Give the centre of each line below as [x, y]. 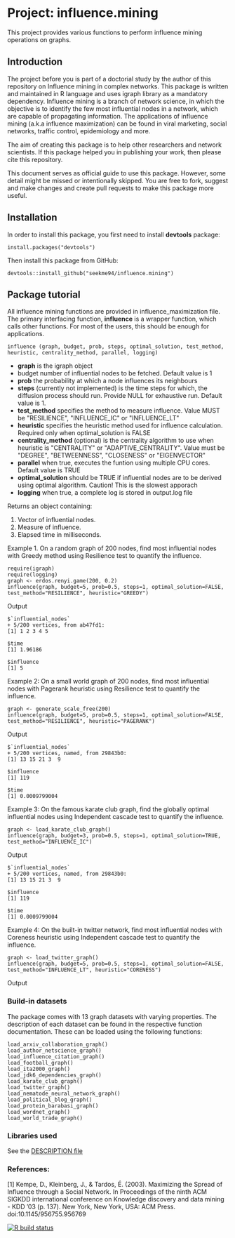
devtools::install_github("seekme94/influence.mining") [90, 273]
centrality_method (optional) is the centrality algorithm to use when [115, 441]
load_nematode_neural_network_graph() [64, 1093]
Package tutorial [44, 294]
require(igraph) [31, 569]
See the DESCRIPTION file [45, 1151]
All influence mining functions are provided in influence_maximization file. [114, 312]
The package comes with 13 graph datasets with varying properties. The [112, 1016]
